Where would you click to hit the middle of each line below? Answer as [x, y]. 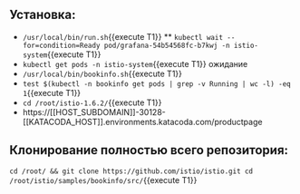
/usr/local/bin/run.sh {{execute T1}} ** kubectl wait [123, 36]
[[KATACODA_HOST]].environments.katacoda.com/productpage [142, 121]
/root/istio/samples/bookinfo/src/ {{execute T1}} [103, 179]
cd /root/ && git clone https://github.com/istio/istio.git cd [131, 171]
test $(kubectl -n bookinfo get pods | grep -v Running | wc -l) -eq [157, 84]
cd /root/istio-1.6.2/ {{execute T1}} [92, 102]
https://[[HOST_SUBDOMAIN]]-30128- [94, 112]
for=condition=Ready [61, 45]
